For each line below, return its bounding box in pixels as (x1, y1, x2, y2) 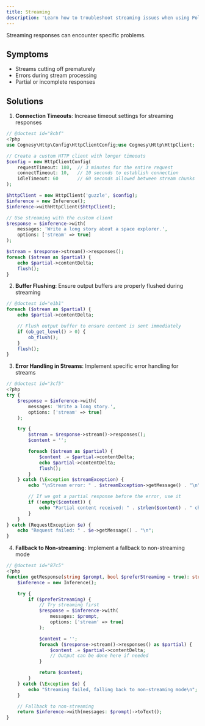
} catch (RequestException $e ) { (6, 522, 92, 528)
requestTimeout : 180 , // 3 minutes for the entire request (17, 164, 173, 170)
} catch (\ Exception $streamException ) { (17, 477, 124, 483)
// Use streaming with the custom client (6, 215, 113, 221)
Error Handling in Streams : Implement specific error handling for (15, 362, 179, 370)
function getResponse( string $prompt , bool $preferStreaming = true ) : (6, 574, 190, 580)
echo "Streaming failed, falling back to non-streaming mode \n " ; (28, 686, 198, 692)
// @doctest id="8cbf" (6, 131, 64, 137)
